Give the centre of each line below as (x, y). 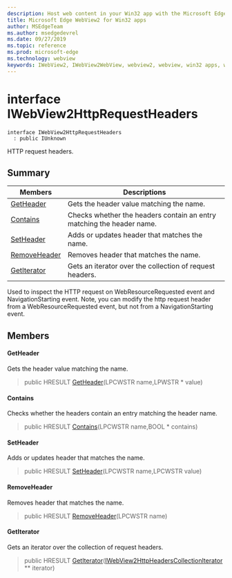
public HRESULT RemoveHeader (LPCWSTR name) (96, 516)
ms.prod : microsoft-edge (43, 53)
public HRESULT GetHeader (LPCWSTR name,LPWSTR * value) (113, 382)
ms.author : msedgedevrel (43, 33)
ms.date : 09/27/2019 (37, 39)
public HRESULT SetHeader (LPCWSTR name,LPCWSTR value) (113, 472)
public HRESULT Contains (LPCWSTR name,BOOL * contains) (111, 427)
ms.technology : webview (41, 59)
